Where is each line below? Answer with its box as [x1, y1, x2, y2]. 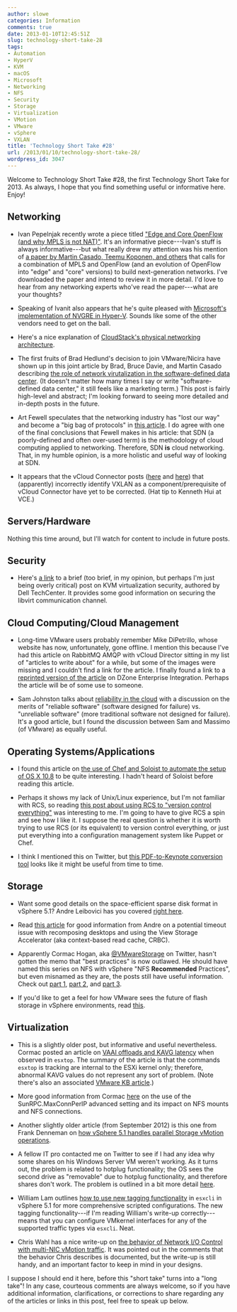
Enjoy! [7, 190, 26, 199]
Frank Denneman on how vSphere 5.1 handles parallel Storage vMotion [17, 1128, 224, 1137]
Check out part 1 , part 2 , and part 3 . [17, 980, 122, 988]
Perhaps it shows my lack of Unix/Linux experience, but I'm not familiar [17, 793, 225, 801]
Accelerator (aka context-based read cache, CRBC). [17, 936, 170, 944]
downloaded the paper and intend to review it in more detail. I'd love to [17, 275, 224, 283]
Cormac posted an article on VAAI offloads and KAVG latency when [17, 1048, 214, 1056]
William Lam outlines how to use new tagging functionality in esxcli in [17, 1193, 222, 1202]
